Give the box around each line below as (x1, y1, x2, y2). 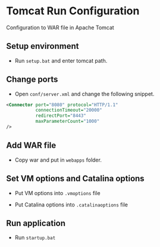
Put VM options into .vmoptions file (14, 189, 101, 196)
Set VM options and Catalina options (6, 174, 145, 184)
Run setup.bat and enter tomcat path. (14, 57, 108, 64)
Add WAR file (6, 140, 57, 150)
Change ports (6, 75, 58, 85)
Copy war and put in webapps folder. (14, 156, 102, 163)
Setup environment (6, 41, 79, 51)
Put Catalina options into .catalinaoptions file (14, 201, 128, 208)
